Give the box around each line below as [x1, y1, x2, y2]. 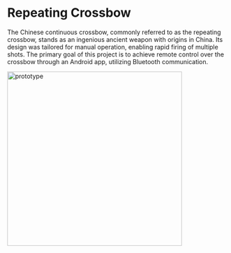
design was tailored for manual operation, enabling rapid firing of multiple [7, 43, 218, 51]
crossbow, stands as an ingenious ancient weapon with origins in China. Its [7, 35, 223, 43]
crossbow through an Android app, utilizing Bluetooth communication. [7, 57, 209, 66]
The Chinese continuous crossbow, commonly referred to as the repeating [7, 28, 221, 36]
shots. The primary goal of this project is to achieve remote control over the [7, 50, 225, 59]
